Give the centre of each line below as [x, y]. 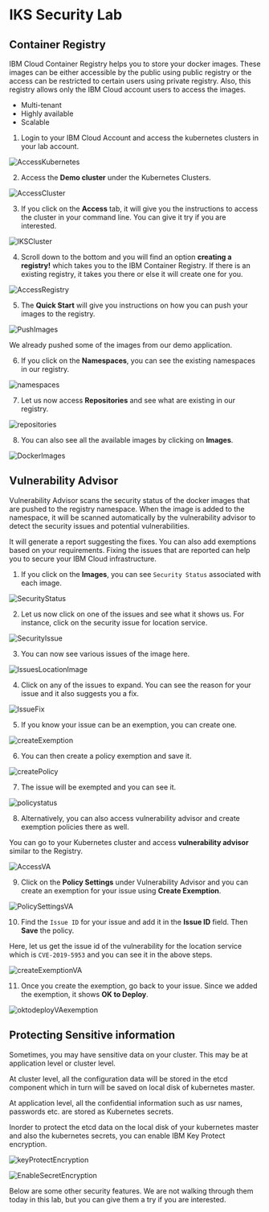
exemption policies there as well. [75, 827]
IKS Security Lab [66, 15]
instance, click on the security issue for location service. [114, 622]
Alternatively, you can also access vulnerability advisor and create [130, 818]
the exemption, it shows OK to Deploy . [84, 994]
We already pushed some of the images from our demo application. [120, 345]
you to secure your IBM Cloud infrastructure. [83, 559]
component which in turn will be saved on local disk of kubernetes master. [132, 1087]
